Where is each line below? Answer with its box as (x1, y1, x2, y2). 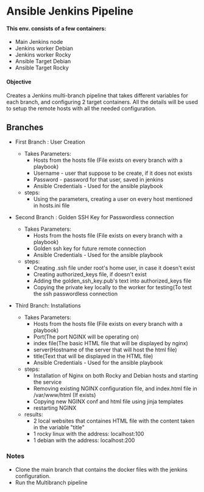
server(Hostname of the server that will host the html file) (33, 346, 178, 354)
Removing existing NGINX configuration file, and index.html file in (33, 385, 198, 392)
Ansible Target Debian (15, 58, 71, 65)
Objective (6, 78, 32, 85)
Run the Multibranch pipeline (15, 479, 88, 486)
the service (33, 379, 62, 386)
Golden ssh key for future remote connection (33, 245, 146, 252)
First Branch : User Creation (15, 138, 85, 146)
